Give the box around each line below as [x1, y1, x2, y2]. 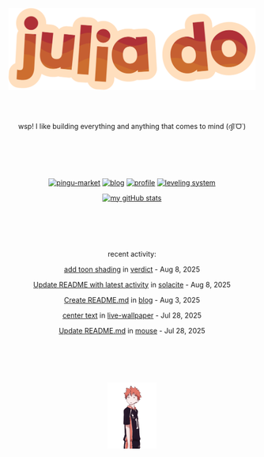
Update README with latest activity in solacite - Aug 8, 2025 [33, 280, 231, 289]
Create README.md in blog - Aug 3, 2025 [63, 295, 201, 304]
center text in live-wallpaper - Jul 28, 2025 [62, 310, 202, 320]
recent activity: [107, 249, 157, 258]
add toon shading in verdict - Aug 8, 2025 [63, 265, 201, 274]
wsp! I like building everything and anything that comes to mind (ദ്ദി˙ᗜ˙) [17, 121, 247, 131]
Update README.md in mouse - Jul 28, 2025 [58, 326, 206, 335]
